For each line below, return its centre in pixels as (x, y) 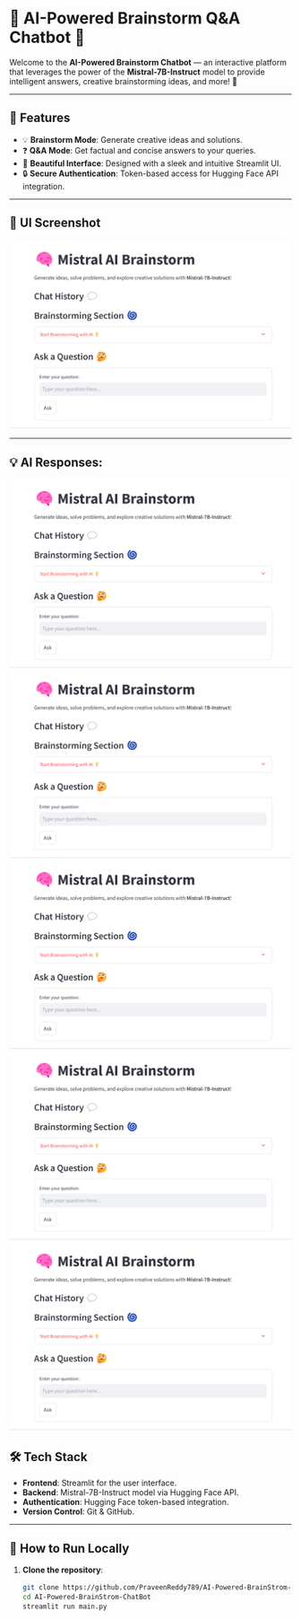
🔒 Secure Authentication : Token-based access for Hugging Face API (150, 173)
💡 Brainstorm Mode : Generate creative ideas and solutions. (133, 139)
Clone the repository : (63, 1570)
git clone (41, 1587)
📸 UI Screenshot (55, 223)
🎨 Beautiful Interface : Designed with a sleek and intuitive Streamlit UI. (152, 163)
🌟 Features (40, 118)
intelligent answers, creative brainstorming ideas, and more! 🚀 (124, 81)
